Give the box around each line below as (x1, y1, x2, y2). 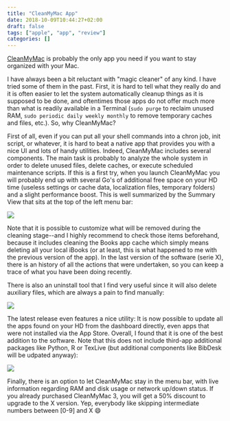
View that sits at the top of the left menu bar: (7, 198, 133, 206)
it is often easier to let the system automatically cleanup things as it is (7, 90, 204, 98)
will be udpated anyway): (7, 351, 78, 359)
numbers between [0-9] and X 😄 (7, 407, 102, 415)
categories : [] (7, 36, 51, 43)
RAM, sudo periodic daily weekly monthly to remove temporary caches (7, 111, 212, 120)
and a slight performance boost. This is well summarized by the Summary (7, 190, 216, 199)
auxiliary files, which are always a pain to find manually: (7, 288, 165, 297)
